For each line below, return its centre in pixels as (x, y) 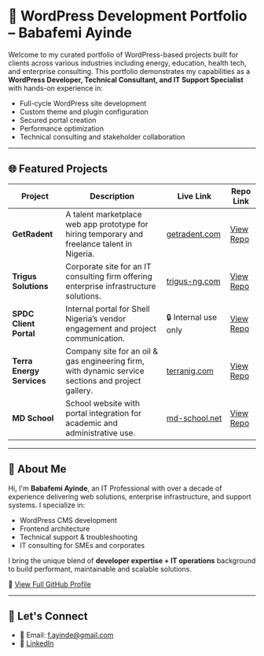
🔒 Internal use (192, 317)
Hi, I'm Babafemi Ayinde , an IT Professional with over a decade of (115, 488)
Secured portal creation (58, 120)
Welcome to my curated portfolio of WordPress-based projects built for (123, 54)
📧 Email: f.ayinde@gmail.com (66, 635)
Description (112, 196)
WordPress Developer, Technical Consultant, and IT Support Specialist (126, 80)
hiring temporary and (104, 234)
